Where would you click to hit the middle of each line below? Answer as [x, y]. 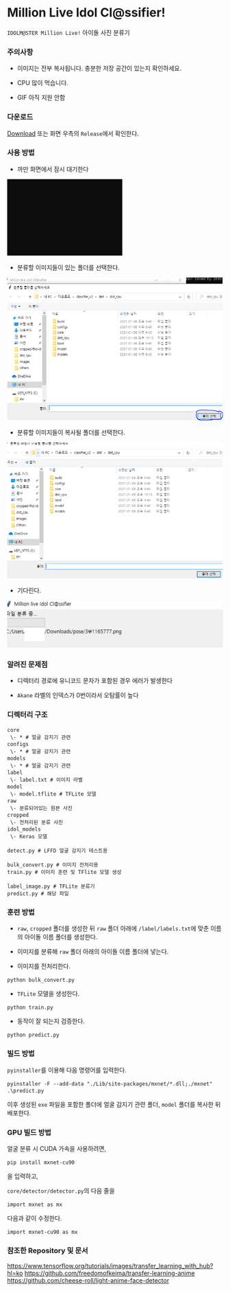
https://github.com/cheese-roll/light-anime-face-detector [88, 1281]
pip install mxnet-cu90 [41, 1163]
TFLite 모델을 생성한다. [48, 993]
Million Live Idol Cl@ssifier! [86, 13]
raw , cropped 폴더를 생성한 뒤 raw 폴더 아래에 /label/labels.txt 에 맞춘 [113, 928]
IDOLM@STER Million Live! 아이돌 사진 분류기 [68, 32]
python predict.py [33, 1035]
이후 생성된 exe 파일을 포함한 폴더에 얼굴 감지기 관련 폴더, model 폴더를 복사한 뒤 [114, 1104]
